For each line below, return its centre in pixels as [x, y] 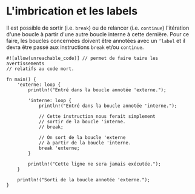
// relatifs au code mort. [40, 69]
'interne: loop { [50, 100]
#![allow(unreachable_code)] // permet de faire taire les [82, 58]
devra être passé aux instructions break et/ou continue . [75, 47]
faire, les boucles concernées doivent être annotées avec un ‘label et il [96, 40]
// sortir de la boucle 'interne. [82, 121]
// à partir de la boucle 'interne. [85, 143]
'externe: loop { [39, 85]
